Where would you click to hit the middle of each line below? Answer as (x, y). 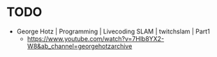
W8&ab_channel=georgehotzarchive (80, 46)
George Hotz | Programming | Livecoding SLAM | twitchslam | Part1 (113, 31)
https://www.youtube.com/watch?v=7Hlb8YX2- (96, 38)
